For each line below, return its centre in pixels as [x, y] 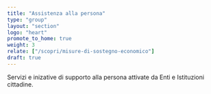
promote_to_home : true [39, 39]
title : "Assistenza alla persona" [57, 13]
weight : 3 [21, 45]
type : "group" [27, 20]
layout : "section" [33, 26]
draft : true [24, 58]
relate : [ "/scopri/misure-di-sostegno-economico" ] [81, 52]
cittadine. [20, 84]
